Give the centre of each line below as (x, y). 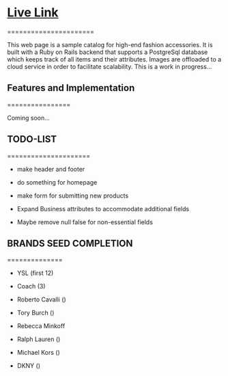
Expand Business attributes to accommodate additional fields (103, 209)
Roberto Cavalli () (41, 299)
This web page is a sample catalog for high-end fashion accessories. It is (110, 44)
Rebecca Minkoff (41, 326)
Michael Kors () (38, 353)
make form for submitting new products (73, 196)
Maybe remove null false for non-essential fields (85, 222)
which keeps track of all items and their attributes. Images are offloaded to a (114, 59)
